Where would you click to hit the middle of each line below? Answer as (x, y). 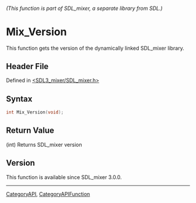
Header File (27, 66)
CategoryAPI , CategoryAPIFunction (48, 194)
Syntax (19, 99)
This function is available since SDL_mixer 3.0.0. (64, 177)
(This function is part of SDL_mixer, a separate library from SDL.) (84, 8)
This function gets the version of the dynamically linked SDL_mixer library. (95, 48)
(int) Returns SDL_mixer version (44, 144)
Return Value (30, 131)
